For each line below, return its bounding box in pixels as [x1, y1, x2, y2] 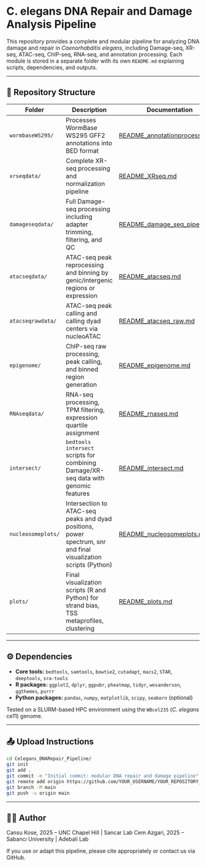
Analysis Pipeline [6, 17, 97, 31]
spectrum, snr [65, 537, 106, 546]
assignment [65, 428, 99, 437]
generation [65, 380, 97, 389]
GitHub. [6, 854, 26, 861]
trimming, [65, 228, 93, 236]
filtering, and [65, 235, 102, 243]
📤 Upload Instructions [6, 736, 94, 746]
